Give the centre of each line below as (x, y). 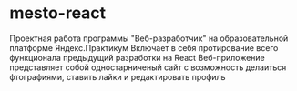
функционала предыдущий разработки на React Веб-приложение (138, 57)
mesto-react (58, 13)
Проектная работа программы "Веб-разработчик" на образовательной (149, 38)
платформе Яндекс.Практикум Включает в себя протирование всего (144, 47)
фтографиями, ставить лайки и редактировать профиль (118, 76)
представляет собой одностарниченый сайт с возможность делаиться (148, 67)
